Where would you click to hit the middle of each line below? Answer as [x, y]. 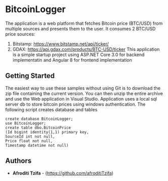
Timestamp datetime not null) [37, 145]
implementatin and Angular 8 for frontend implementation [72, 60]
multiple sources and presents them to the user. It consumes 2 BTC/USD [80, 28]
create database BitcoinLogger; [39, 119]
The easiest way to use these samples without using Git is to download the [83, 88]
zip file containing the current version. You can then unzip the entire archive [84, 93]
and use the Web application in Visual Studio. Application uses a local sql [81, 99]
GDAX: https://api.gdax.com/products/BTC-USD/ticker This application [86, 49]
